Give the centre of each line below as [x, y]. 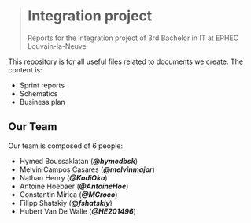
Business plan [42, 102]
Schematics [39, 93]
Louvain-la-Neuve [57, 46]
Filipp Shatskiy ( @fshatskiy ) [66, 203]
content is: [25, 69]
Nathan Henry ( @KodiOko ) [63, 177]
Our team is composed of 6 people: [66, 146]
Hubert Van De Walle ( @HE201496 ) [78, 211]
